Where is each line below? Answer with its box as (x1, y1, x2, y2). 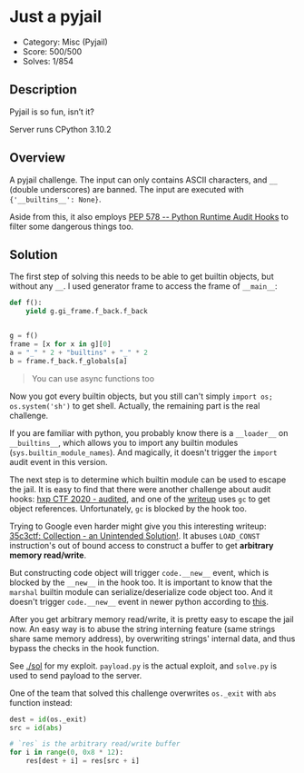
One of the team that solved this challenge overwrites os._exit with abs (9, 688, 277, 699)
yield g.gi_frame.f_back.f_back (25, 307, 148, 316)
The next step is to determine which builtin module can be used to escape (9, 474, 287, 485)
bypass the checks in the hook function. (9, 642, 160, 653)
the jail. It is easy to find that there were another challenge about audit (9, 483, 271, 494)
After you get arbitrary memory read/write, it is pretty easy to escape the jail (9, 613, 294, 624)
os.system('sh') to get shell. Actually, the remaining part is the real (9, 400, 260, 411)
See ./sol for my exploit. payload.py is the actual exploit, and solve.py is (9, 660, 278, 671)
